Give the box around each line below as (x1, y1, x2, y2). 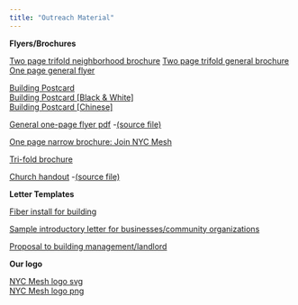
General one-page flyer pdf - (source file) (9, 119, 162, 130)
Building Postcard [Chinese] (9, 101, 113, 112)
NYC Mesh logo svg (9, 275, 84, 286)
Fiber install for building (9, 206, 97, 217)
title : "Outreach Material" (9, 13, 115, 22)
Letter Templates (9, 188, 75, 199)
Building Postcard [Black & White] (9, 92, 134, 103)
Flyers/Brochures (9, 38, 77, 49)
